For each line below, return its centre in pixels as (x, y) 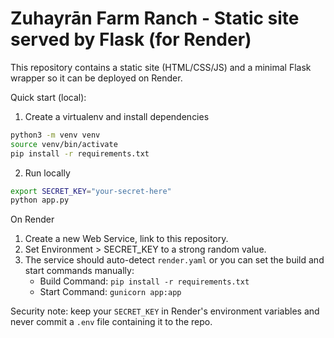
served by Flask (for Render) (131, 39)
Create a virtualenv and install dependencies (117, 116)
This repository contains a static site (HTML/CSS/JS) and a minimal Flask (161, 67)
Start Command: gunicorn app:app (110, 292)
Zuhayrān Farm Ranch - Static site (155, 18)
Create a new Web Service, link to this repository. (126, 239)
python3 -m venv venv (55, 135)
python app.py (40, 200)
